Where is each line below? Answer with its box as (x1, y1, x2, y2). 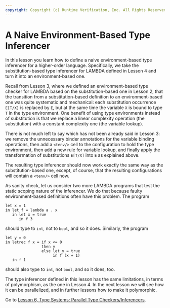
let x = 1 (5, 203, 26, 208)
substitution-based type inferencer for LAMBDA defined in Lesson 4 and (5, 67, 156, 74)
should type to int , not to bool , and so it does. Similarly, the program (5, 225, 148, 231)
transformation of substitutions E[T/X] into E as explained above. (5, 152, 140, 158)
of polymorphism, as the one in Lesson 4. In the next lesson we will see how (5, 281, 164, 287)
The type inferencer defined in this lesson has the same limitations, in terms (5, 276, 163, 282)
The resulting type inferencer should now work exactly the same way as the (5, 162, 163, 168)
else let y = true (41, 248, 80, 254)
